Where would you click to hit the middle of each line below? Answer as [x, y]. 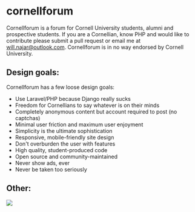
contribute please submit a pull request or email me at [74, 40]
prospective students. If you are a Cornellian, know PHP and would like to [98, 34]
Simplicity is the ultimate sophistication [64, 130]
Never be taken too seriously [51, 169]
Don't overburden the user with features [65, 144]
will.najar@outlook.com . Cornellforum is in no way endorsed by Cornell [95, 47]
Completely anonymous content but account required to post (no [96, 111]
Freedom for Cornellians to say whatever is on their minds [87, 105]
